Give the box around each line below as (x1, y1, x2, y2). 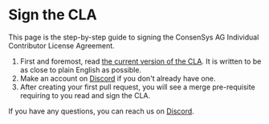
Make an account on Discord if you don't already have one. (19, 73, 216, 83)
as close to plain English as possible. (19, 64, 142, 74)
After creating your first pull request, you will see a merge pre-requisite (19, 82, 255, 92)
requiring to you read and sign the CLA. (19, 90, 151, 100)
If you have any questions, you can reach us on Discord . (8, 106, 194, 116)
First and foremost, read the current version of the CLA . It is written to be (19, 56, 262, 66)
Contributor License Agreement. (8, 40, 115, 50)
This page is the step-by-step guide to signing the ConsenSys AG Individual (8, 32, 259, 42)
